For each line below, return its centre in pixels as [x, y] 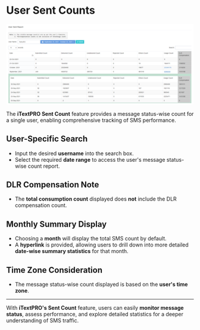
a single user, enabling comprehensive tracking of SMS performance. [91, 120]
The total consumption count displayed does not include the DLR [96, 199]
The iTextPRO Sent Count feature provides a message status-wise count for [100, 113]
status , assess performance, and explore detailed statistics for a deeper [95, 314]
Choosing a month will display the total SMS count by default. [90, 239]
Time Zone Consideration [54, 270]
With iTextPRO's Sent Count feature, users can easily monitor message [95, 308]
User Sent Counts [51, 10]
